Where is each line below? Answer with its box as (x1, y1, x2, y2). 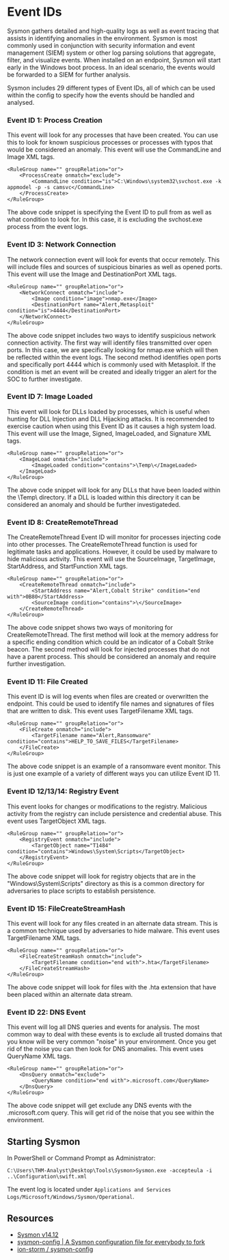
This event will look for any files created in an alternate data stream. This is (7, 919, 218, 928)
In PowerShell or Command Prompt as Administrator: (7, 1154, 156, 1162)
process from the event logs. (7, 223, 88, 231)
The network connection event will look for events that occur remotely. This (7, 255, 220, 264)
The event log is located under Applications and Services (7, 1185, 172, 1194)
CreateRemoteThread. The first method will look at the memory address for (7, 631, 219, 639)
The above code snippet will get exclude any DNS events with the (7, 1101, 192, 1110)
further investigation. (7, 660, 66, 668)
